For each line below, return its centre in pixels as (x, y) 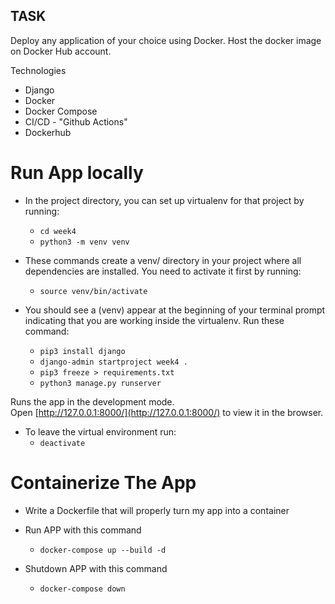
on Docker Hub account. (61, 51)
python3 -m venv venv (84, 242)
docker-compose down (82, 589)
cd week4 (58, 231)
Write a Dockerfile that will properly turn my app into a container (157, 510)
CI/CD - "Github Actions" (76, 121)
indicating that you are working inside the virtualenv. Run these (154, 320)
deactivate (62, 443)
